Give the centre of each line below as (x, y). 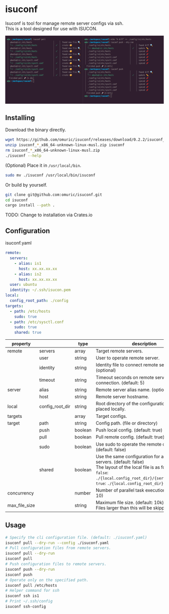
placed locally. (111, 409)
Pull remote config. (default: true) (130, 437)
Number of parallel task (120, 490)
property (21, 343)
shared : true (28, 333)
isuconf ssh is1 (22, 596)
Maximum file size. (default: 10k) (130, 503)
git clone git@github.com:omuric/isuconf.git (54, 195)
